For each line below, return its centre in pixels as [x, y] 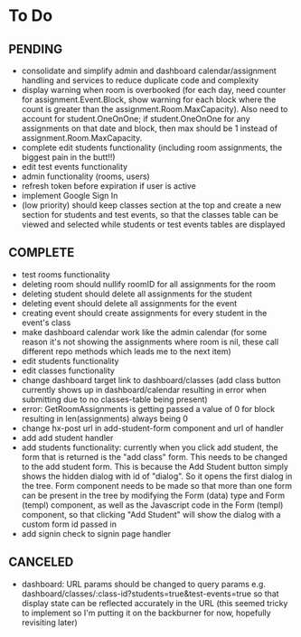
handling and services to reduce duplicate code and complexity [140, 80]
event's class [46, 323]
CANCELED [41, 562]
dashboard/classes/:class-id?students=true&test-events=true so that [150, 594]
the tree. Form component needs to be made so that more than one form [157, 485]
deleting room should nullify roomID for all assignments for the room [149, 284]
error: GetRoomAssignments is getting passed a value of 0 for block [148, 408]
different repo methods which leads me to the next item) [126, 351]
